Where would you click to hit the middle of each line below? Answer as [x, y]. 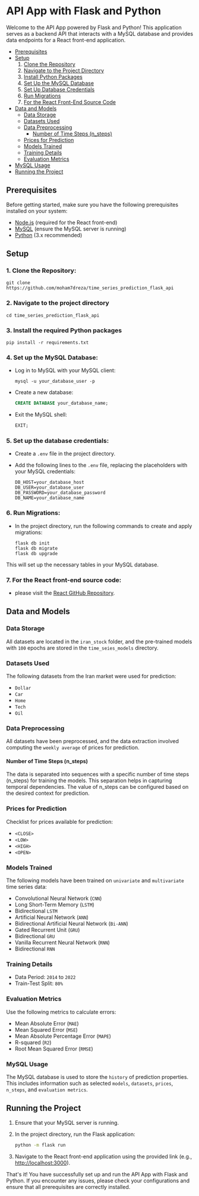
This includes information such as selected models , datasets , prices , [90, 1083]
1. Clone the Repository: [41, 270]
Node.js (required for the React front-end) [66, 222]
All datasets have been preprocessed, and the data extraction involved [93, 741]
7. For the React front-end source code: [64, 580]
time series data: [27, 887]
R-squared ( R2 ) [33, 1042]
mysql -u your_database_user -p [55, 382]
